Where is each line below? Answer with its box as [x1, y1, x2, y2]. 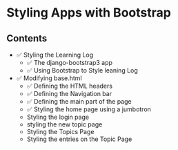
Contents [6, 32, 48, 44]
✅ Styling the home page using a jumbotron [26, 105, 151, 113]
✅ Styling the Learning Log [16, 50, 94, 59]
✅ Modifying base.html [16, 74, 82, 82]
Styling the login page [26, 113, 90, 121]
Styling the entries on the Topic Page [26, 135, 132, 143]
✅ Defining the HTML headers [26, 82, 113, 90]
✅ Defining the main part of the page [26, 97, 132, 105]
